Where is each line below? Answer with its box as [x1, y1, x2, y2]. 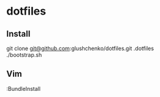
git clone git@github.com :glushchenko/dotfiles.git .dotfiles [6, 45, 154, 52]
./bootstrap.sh [6, 51, 42, 59]
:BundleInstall [6, 85, 41, 92]
